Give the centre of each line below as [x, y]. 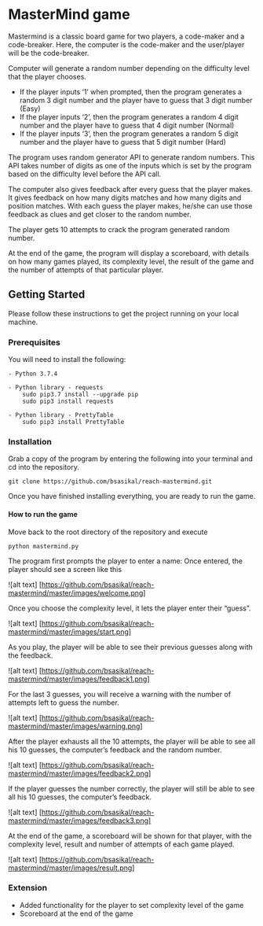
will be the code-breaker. [49, 53]
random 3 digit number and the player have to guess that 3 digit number [136, 100]
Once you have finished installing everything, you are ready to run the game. [132, 496]
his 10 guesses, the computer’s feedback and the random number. [115, 750]
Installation [30, 441]
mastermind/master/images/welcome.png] [77, 592]
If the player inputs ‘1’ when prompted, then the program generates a [130, 91]
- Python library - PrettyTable [61, 415]
